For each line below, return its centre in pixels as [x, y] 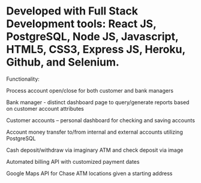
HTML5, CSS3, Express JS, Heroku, [96, 50]
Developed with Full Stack [72, 11]
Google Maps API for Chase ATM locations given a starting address [89, 173]
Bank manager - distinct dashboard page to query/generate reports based [98, 102]
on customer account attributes [45, 108]
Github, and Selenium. [63, 62]
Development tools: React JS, [81, 24]
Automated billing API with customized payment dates [73, 161]
